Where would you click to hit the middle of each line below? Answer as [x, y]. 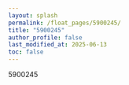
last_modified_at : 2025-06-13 [58, 45]
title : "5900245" [37, 30]
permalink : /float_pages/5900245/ [65, 23]
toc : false [26, 52]
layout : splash [33, 15]
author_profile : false [45, 37]
